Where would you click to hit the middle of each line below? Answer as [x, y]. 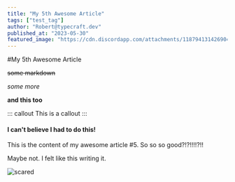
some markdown [31, 73]
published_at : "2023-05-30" [48, 33]
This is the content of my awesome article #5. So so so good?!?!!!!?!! [106, 145]
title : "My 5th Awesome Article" [56, 14]
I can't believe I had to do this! [52, 129]
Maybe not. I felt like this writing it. [57, 158]
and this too [25, 100]
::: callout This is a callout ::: [47, 114]
